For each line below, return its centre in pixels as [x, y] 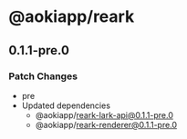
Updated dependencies [66, 105]
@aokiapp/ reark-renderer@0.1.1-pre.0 [106, 124]
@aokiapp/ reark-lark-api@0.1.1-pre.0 [104, 114]
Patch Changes [43, 76]
